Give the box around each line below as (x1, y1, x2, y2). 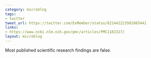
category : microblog (5, 7, 47, 12)
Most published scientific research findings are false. (5, 47, 111, 53)
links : (5, 25, 18, 30)
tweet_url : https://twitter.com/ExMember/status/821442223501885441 (5, 20, 147, 26)
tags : (5, 12, 16, 16)
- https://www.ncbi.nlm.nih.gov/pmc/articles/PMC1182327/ (5, 29, 125, 34)
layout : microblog (5, 34, 42, 39)
